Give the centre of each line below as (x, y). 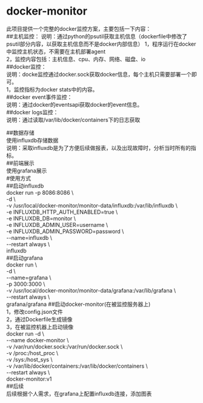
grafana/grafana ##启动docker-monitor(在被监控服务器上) (78, 304)
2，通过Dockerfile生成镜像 (39, 319)
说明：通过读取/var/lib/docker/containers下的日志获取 (73, 120)
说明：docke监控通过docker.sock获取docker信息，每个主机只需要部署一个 (99, 74)
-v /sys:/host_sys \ (29, 359)
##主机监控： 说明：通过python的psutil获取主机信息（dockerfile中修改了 (97, 36)
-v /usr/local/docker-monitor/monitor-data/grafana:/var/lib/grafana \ (91, 290)
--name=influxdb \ (29, 237)
